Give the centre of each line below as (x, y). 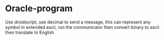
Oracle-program (39, 9)
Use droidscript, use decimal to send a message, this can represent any (78, 22)
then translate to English (30, 32)
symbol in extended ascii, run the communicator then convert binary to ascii (82, 27)
